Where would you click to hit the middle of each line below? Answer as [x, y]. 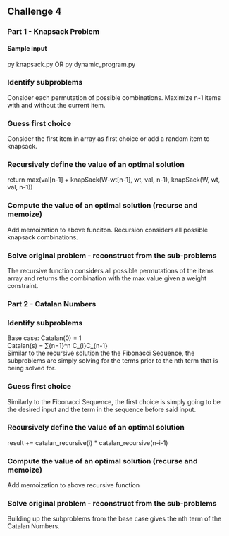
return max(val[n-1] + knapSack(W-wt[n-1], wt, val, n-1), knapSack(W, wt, [114, 180]
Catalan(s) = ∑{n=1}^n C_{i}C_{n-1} [57, 346]
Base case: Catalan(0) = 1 [45, 338]
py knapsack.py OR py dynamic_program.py [72, 64]
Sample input [27, 48]
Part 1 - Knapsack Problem [54, 32]
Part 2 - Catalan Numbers [52, 304]
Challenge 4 [35, 12]
